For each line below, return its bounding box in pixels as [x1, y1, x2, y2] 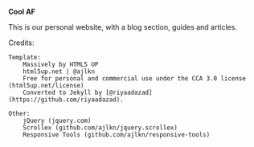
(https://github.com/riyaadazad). [8, 96, 125, 104]
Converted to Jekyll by [23, 88, 103, 96]
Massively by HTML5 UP [23, 60, 99, 68]
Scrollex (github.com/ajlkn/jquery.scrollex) [23, 124, 178, 132]
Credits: [8, 38, 35, 47]
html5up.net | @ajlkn [23, 67, 95, 76]
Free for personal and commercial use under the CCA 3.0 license [23, 75, 247, 83]
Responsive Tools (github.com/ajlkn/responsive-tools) [23, 131, 211, 139]
